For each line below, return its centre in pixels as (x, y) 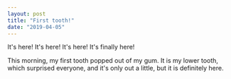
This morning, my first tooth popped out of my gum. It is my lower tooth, (113, 61)
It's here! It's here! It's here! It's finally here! (71, 47)
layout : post (27, 14)
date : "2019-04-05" (36, 27)
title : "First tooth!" (41, 20)
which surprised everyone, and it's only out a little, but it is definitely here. (116, 68)
